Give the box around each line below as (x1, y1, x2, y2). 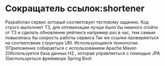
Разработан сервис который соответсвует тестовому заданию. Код (5, 19, 149, 25)
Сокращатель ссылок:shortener (5, 3, 145, 14)
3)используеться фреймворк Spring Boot (5, 55, 92, 61)
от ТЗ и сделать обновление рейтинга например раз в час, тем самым (5, 29, 156, 35)
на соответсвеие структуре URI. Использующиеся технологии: (5, 40, 139, 45)
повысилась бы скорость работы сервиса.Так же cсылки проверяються (5, 35, 159, 41)
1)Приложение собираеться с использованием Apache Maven (5, 45, 137, 51)
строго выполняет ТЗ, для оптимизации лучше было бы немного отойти (5, 24, 158, 30)
